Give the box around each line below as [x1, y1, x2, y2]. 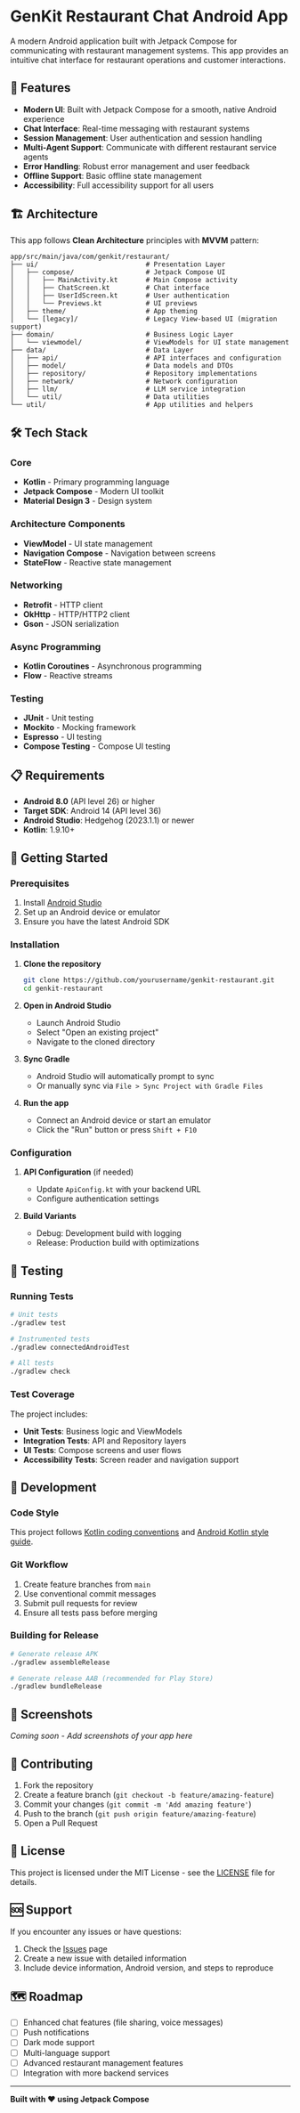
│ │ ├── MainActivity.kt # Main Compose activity [10, 275, 239, 284]
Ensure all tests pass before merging [22, 1607, 158, 1618]
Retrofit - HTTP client [22, 599, 103, 610]
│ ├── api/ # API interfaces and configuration [10, 354, 281, 362]
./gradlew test [10, 1318, 67, 1328]
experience [22, 113, 65, 124]
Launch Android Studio [36, 1017, 121, 1028]
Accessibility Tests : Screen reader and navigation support [22, 1454, 239, 1465]
